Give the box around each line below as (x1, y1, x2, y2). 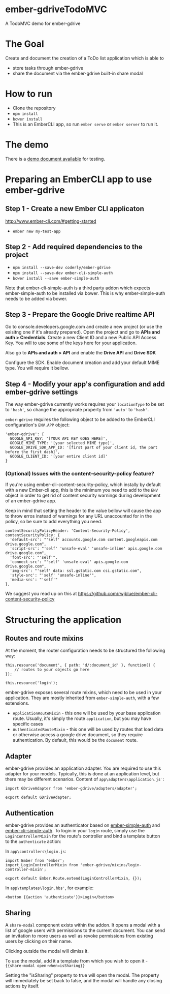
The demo (5, 139, 49, 150)
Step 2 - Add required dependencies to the (5, 243, 143, 251)
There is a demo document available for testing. (5, 156, 106, 162)
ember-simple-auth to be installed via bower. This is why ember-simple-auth (5, 290, 165, 296)
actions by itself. (5, 983, 40, 989)
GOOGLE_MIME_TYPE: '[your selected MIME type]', (10, 441, 115, 446)
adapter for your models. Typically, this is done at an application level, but (5, 771, 160, 777)
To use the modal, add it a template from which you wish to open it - (5, 957, 148, 964)
